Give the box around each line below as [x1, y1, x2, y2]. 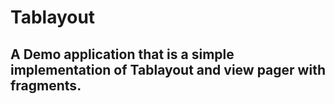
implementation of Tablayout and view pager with [10, 61, 326, 78]
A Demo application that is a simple [10, 46, 235, 63]
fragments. [10, 77, 82, 94]
